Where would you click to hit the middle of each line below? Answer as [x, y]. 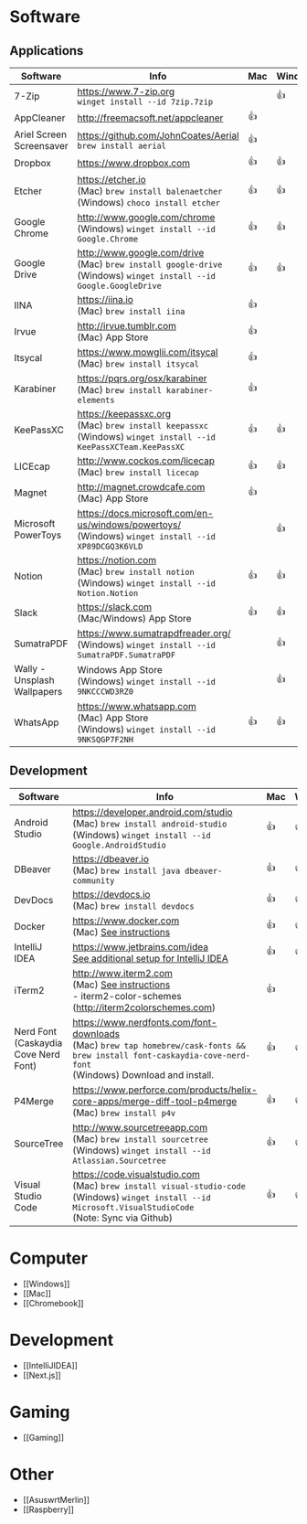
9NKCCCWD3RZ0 [106, 692]
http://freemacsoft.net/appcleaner [150, 118]
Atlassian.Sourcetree [119, 1160]
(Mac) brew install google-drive [150, 264]
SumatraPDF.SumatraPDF [127, 655]
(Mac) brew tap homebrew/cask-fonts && [159, 1045]
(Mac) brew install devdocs [133, 905]
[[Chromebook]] [53, 1303]
